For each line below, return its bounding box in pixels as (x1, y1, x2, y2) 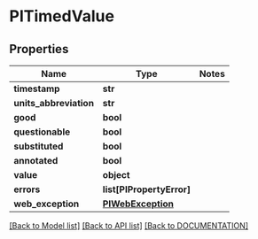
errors (13, 183, 41, 196)
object (102, 169, 130, 181)
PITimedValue (9, 6, 115, 27)
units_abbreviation (13, 97, 95, 109)
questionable (13, 126, 71, 138)
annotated (13, 155, 59, 166)
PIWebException (102, 197, 175, 210)
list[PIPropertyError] (102, 183, 191, 196)
